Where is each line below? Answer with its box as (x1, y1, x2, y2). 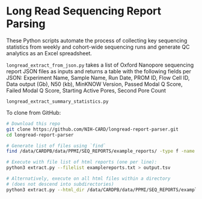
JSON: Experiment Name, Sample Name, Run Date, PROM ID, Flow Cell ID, (6, 74, 190, 81)
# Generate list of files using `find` (6, 142, 106, 148)
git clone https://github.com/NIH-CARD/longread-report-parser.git (6, 126, 179, 132)
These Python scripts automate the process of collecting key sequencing (6, 37, 188, 44)
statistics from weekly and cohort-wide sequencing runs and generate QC (6, 43, 190, 51)
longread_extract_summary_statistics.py (6, 98, 109, 105)
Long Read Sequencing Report (6, 4, 162, 18)
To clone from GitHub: (6, 109, 61, 116)
